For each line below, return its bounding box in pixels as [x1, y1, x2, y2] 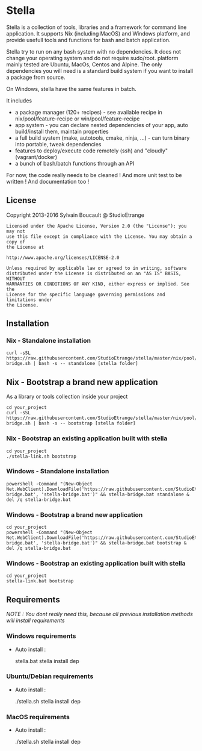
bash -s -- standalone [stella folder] [38, 361, 138, 367]
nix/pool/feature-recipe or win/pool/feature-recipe [14, 115, 140, 122]
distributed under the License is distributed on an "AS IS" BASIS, [6, 270, 182, 276]
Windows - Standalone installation [6, 467, 109, 476]
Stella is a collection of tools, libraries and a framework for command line [6, 23, 187, 31]
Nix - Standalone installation [6, 337, 91, 345]
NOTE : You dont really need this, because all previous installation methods [6, 611, 194, 618]
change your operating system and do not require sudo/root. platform [6, 54, 179, 61]
